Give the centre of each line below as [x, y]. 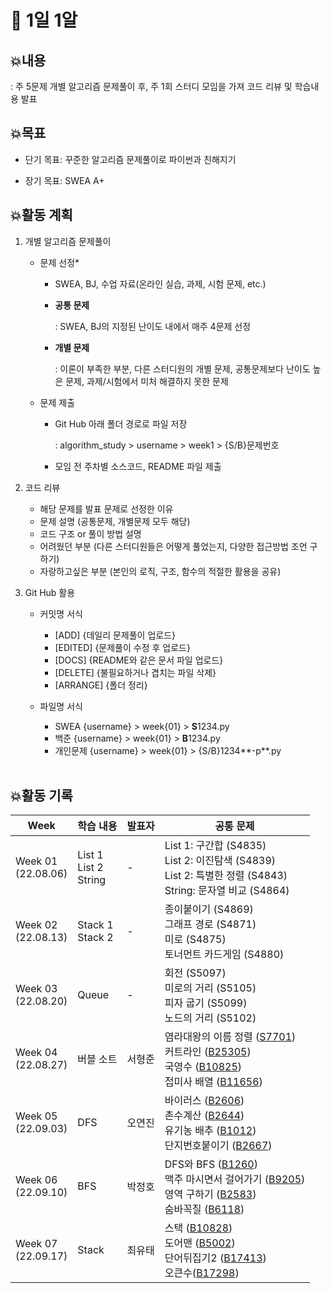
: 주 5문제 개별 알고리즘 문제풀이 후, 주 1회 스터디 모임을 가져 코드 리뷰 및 [151, 86]
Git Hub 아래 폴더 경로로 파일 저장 [121, 423]
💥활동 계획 [41, 215]
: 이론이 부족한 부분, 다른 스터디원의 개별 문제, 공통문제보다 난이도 [182, 368]
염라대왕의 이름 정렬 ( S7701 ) [230, 1037]
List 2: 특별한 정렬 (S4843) [226, 876]
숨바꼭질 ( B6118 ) [204, 1209]
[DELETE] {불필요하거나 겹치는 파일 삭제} [135, 672]
